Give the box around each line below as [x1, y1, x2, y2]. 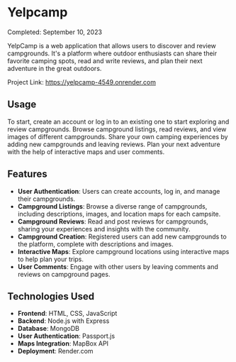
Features [7, 168, 47, 180]
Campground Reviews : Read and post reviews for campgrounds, [17, 217, 209, 226]
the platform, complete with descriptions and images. [17, 239, 174, 248]
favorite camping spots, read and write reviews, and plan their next [7, 56, 203, 65]
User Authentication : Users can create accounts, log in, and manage [17, 187, 220, 195]
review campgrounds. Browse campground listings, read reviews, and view [7, 125, 227, 133]
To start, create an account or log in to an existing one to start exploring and [7, 117, 230, 126]
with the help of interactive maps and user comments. [7, 147, 165, 156]
